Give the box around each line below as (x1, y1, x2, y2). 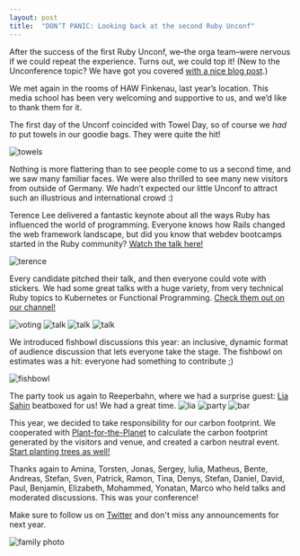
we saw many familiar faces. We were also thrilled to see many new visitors (9, 172, 288, 184)
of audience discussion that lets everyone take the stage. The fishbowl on (9, 346, 283, 357)
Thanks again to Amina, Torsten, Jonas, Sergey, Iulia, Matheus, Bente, (9, 463, 269, 474)
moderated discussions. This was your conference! (9, 491, 199, 503)
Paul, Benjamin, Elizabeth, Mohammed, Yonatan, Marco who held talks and (9, 482, 286, 493)
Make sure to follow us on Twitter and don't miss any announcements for (9, 509, 279, 520)
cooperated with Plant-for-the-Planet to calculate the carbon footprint (9, 427, 268, 437)
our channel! (9, 302, 57, 313)
